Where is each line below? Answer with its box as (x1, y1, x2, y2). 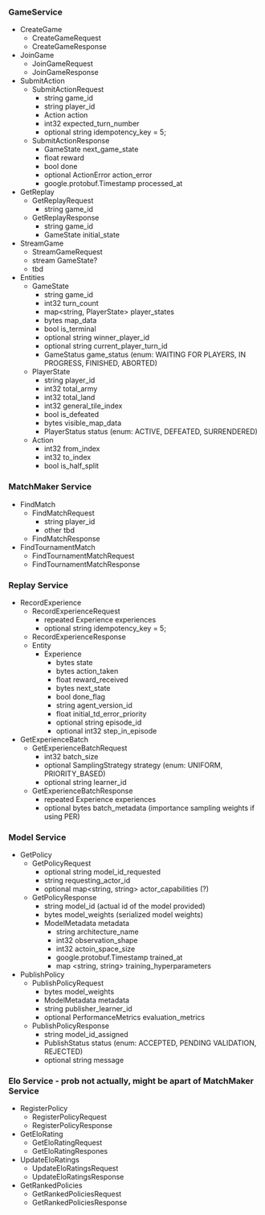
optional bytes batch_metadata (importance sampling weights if (43, 803, 255, 812)
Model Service (8, 832, 67, 843)
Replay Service (8, 579, 68, 590)
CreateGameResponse (31, 42, 107, 52)
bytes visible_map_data (43, 418, 122, 428)
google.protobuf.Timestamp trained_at (55, 953, 183, 962)
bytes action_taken (55, 666, 119, 676)
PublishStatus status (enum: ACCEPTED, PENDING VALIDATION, (43, 1038, 257, 1048)
